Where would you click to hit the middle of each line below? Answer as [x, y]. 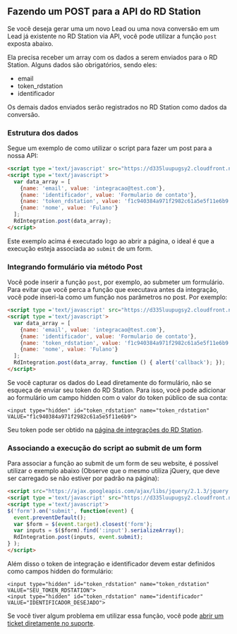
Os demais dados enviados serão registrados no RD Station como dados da [117, 107]
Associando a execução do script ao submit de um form [105, 448]
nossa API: [23, 156]
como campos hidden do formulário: [60, 571]
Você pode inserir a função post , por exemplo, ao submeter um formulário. [116, 282]
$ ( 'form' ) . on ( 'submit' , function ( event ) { [71, 511]
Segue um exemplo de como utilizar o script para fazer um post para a [110, 148]
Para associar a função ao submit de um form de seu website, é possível [113, 463]
